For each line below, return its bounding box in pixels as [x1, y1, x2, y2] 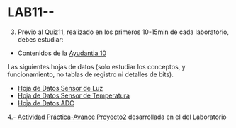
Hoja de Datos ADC [17, 98, 74, 107]
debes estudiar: [17, 35, 64, 43]
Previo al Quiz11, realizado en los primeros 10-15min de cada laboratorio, [17, 28, 229, 36]
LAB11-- [7, 4, 55, 21]
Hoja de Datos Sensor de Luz [17, 83, 103, 92]
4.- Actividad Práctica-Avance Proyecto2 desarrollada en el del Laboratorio [7, 112, 227, 121]
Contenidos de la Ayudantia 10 [17, 49, 106, 57]
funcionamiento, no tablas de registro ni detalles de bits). [7, 70, 174, 78]
